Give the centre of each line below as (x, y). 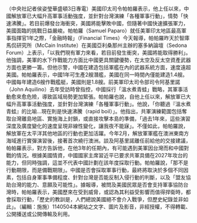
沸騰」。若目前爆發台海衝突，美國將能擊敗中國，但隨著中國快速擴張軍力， (100, 23)
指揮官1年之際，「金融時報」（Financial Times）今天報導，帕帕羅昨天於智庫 (100, 38)
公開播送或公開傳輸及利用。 (40, 214)
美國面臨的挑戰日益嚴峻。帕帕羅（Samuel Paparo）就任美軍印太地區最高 (94, 31)
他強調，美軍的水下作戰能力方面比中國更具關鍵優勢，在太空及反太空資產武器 (98, 60)
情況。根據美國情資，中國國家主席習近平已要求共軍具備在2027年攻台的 (102, 155)
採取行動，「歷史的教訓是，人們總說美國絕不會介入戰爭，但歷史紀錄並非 (97, 199)
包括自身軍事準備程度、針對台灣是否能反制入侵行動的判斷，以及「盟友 (101, 177)
